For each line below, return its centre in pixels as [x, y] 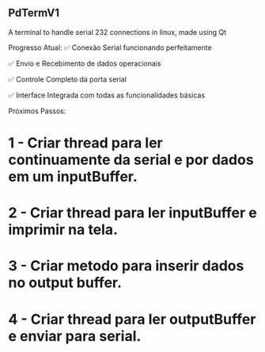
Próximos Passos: [37, 111]
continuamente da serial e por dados [131, 160]
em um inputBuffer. [73, 177]
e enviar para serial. [75, 336]
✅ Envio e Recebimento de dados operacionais [85, 63]
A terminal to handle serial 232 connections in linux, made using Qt [117, 32]
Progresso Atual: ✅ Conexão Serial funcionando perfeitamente [110, 48]
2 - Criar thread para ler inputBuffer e [132, 213]
